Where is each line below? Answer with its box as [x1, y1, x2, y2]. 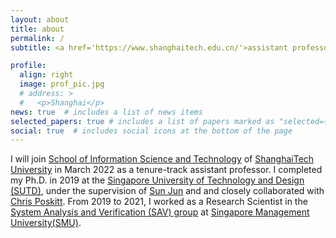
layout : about [10, 14, 70, 25]
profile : [10, 61, 47, 71]
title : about [10, 24, 65, 34]
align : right [19, 70, 74, 80]
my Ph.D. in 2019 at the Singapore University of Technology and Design [10, 174, 305, 186]
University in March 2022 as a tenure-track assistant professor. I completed [10, 164, 323, 176]
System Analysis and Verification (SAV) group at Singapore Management [10, 206, 310, 218]
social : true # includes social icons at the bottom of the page [10, 126, 293, 136]
